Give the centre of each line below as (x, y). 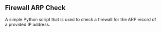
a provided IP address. (27, 24)
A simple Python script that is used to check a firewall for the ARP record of (81, 19)
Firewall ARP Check (35, 8)
